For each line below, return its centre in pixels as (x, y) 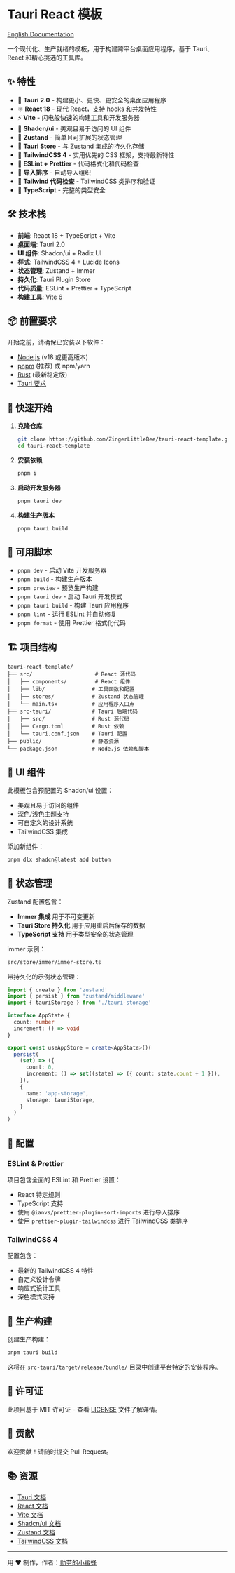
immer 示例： (27, 949)
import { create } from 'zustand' (58, 990)
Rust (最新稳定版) (42, 375)
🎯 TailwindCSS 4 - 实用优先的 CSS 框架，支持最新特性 (96, 154)
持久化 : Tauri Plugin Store (54, 279)
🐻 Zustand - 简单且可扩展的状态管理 (70, 137)
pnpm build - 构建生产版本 (55, 579)
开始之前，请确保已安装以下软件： (56, 342)
